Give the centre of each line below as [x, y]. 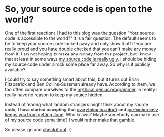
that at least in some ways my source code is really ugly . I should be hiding [81, 59]
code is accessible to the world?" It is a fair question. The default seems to [81, 38]
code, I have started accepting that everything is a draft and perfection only [82, 110]
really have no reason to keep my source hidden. [55, 95]
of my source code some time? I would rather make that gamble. [70, 120]
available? [15, 69]
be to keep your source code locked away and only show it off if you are [78, 43]
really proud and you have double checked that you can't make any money [81, 49]
